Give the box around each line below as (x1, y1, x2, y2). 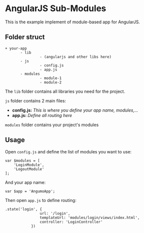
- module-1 (39, 76, 62, 81)
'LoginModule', (14, 162, 45, 167)
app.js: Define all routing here (12, 112, 72, 118)
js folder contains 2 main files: (5, 98, 66, 103)
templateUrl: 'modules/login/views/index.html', (39, 215, 140, 220)
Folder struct (5, 33, 45, 41)
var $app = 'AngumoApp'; (5, 189, 55, 194)
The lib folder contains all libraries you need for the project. (5, 88, 125, 94)
